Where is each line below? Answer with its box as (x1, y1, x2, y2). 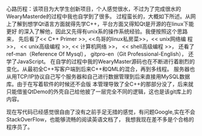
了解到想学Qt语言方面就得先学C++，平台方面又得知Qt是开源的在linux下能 (11, 20, 195, 27)
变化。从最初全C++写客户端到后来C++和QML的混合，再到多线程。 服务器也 (6, 66, 195, 72)
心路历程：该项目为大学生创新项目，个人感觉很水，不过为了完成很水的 (6, 5, 181, 12)
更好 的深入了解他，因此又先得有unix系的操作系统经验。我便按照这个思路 (6, 28, 188, 35)
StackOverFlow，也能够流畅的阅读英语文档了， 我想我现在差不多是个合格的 (6, 116, 195, 123)
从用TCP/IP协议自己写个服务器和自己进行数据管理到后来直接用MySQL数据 (6, 73, 191, 80)
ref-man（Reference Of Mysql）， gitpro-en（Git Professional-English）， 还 (6, 51, 194, 57)
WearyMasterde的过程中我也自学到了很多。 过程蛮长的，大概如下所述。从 (6, 13, 191, 20)
